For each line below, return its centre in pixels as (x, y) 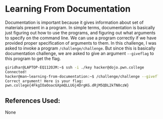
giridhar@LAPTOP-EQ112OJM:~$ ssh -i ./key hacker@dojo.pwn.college (75, 67)
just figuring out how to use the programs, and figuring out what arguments (80, 33)
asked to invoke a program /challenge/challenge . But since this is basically (80, 48)
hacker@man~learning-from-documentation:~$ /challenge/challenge (72, 76)
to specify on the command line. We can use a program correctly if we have (81, 38)
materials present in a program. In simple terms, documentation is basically (80, 27)
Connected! (16, 72)
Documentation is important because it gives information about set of (74, 22)
